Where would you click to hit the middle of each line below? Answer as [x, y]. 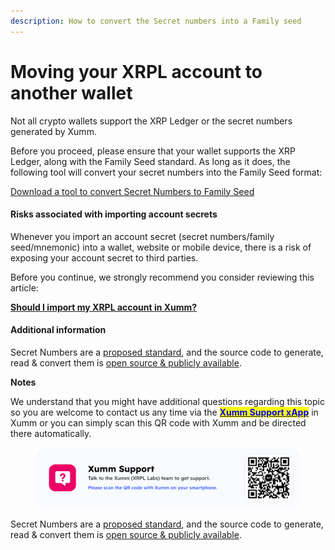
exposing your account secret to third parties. [104, 257]
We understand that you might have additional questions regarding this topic [167, 401]
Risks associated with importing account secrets [114, 214]
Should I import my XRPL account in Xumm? [104, 307]
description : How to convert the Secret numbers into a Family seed [156, 21]
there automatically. [51, 433]
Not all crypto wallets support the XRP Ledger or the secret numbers [151, 121]
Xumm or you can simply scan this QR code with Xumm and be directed [158, 422]
